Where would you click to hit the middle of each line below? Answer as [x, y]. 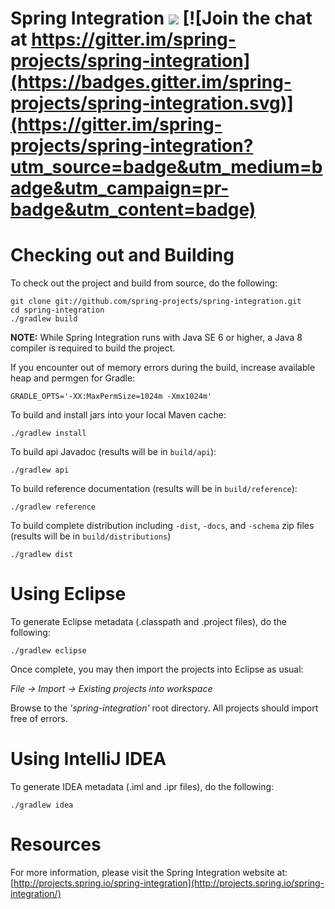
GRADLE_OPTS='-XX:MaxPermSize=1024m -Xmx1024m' [111, 397]
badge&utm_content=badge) [133, 209]
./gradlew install [48, 433]
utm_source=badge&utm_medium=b [166, 167]
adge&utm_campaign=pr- [120, 188]
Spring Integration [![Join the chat [161, 18]
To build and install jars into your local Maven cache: [118, 415]
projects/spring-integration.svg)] [152, 103]
